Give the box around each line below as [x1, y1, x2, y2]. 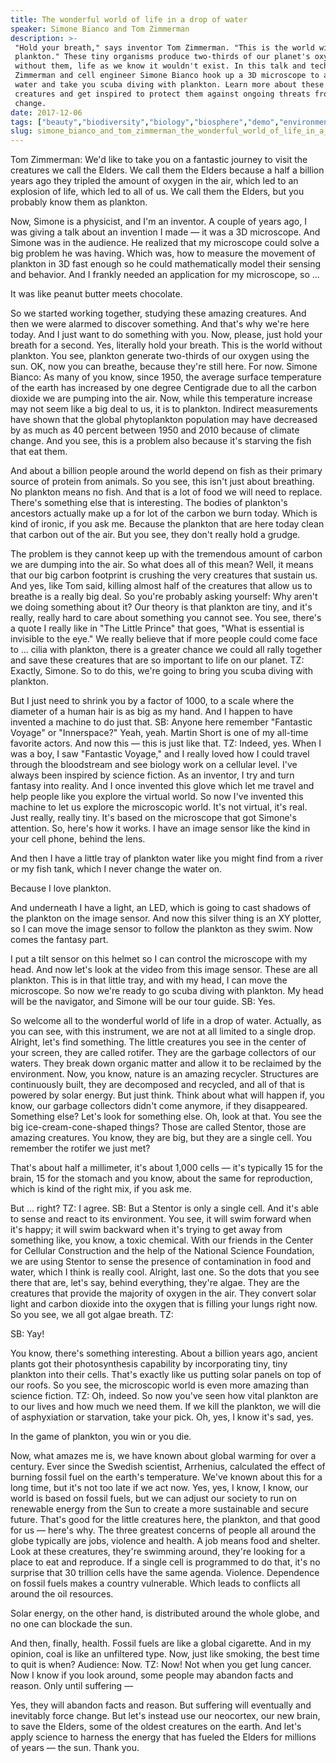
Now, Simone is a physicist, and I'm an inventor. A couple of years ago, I [10, 216, 307, 228]
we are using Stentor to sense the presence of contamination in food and [10, 1256, 312, 1268]
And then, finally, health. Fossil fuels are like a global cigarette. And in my [10, 1637, 312, 1650]
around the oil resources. [10, 1588, 114, 1600]
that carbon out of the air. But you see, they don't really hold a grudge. [10, 529, 301, 541]
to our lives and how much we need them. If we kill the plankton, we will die [10, 1401, 322, 1413]
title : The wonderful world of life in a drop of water [10, 14, 248, 25]
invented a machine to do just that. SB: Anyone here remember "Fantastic [10, 716, 313, 728]
